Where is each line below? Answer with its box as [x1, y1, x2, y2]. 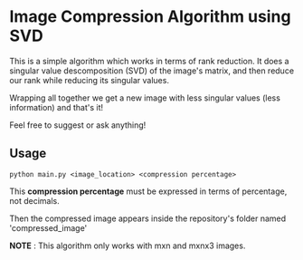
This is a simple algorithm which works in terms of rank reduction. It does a [9, 55, 289, 66]
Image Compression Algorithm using [9, 6, 291, 27]
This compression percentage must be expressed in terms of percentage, [9, 186, 288, 197]
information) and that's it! [9, 101, 104, 112]
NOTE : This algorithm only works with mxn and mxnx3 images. [9, 240, 246, 251]
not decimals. [9, 195, 61, 206]
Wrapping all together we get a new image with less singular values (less [9, 92, 280, 103]
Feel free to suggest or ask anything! [9, 120, 147, 130]
